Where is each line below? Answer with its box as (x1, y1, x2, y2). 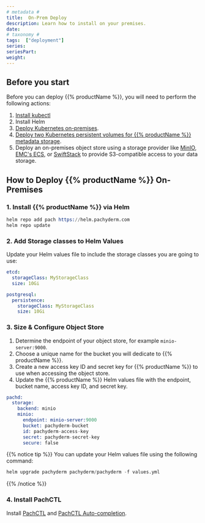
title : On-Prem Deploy (6, 15, 67, 21)
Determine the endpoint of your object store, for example (15, 337, 159, 344)
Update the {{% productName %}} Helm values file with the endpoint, (15, 376, 192, 383)
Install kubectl (15, 111, 51, 119)
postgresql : (6, 291, 37, 297)
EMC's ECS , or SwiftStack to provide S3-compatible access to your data (15, 150, 198, 158)
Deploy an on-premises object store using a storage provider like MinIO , (15, 144, 197, 152)
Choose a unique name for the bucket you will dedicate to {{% (15, 350, 173, 357)
